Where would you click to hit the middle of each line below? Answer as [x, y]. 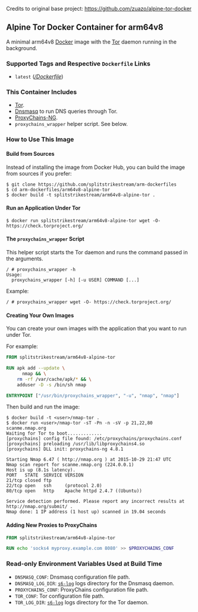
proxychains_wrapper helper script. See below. [71, 124]
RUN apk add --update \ [36, 368]
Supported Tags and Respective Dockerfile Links [78, 63]
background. [22, 48]
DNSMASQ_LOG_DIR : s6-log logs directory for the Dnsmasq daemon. [94, 583]
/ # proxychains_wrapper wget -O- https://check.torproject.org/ [89, 302]
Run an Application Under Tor [43, 208]
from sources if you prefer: [39, 173]
